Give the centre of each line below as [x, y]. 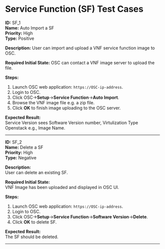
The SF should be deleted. [32, 237]
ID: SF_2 [14, 142]
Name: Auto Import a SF [30, 28]
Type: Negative [21, 157]
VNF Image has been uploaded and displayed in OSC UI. [62, 187]
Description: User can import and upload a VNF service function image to [80, 48]
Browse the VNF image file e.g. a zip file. [53, 102]
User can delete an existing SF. [37, 172]
